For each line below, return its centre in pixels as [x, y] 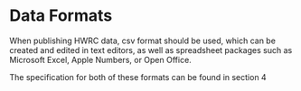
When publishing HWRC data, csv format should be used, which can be [142, 41]
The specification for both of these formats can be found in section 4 [138, 77]
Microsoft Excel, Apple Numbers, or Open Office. [100, 59]
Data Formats [61, 16]
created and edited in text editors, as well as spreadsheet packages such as [151, 50]
